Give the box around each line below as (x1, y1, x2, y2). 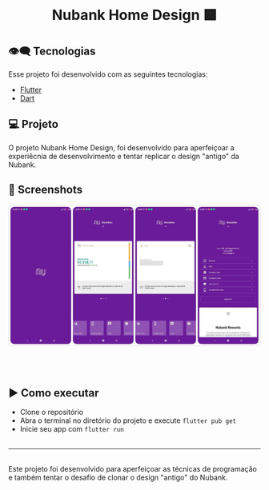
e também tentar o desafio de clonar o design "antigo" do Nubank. (8, 472, 228, 482)
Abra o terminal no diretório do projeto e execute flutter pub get (19, 416, 237, 425)
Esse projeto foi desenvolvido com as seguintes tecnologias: (8, 70, 208, 79)
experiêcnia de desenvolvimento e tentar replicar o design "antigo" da (8, 151, 240, 161)
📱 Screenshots (8, 183, 83, 197)
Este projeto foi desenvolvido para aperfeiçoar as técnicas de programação (8, 464, 258, 473)
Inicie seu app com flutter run (19, 424, 124, 433)
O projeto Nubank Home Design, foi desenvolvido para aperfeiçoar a (8, 142, 235, 152)
